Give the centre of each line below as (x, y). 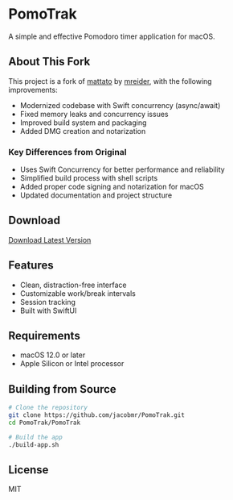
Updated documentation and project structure (96, 195)
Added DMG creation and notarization (83, 131)
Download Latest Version (50, 240)
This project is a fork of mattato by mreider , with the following (110, 81)
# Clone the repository (48, 408)
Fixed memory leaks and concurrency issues (94, 114)
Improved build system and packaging (83, 123)
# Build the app (35, 437)
